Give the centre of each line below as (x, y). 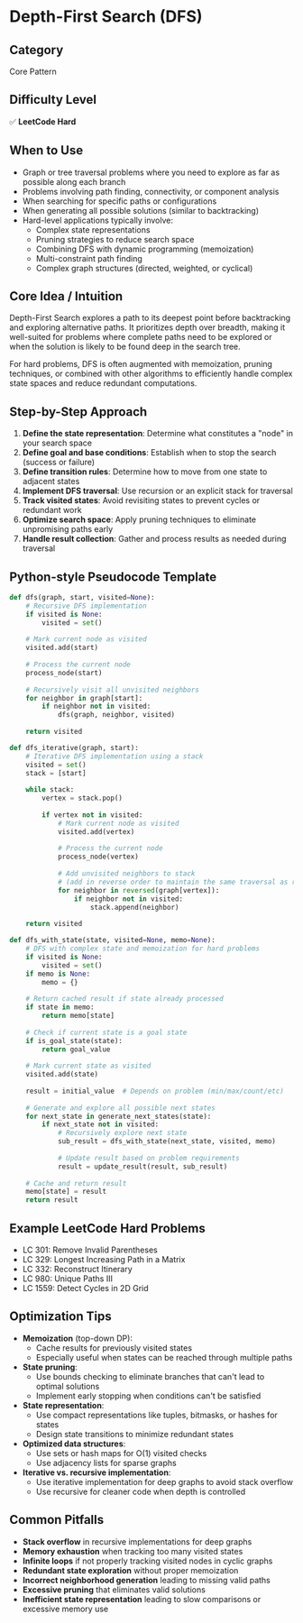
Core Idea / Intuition (66, 296)
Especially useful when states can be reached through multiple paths (164, 1357)
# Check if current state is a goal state (106, 1032)
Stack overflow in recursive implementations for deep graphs (137, 1541)
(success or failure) (59, 463)
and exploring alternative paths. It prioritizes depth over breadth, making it (147, 327)
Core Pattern (33, 71)
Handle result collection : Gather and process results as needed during (154, 539)
